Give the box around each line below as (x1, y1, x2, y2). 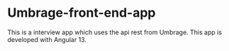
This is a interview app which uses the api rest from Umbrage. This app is (7, 28, 222, 36)
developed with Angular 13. (7, 35, 87, 43)
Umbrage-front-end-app (7, 5, 156, 21)
